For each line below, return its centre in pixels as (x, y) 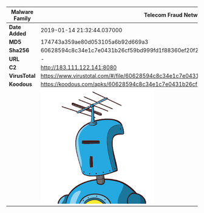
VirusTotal (22, 76)
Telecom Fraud (163, 15)
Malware (22, 12)
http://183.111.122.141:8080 (79, 67)
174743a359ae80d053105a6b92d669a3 (94, 42)
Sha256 (19, 51)
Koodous (20, 84)
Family (22, 18)
